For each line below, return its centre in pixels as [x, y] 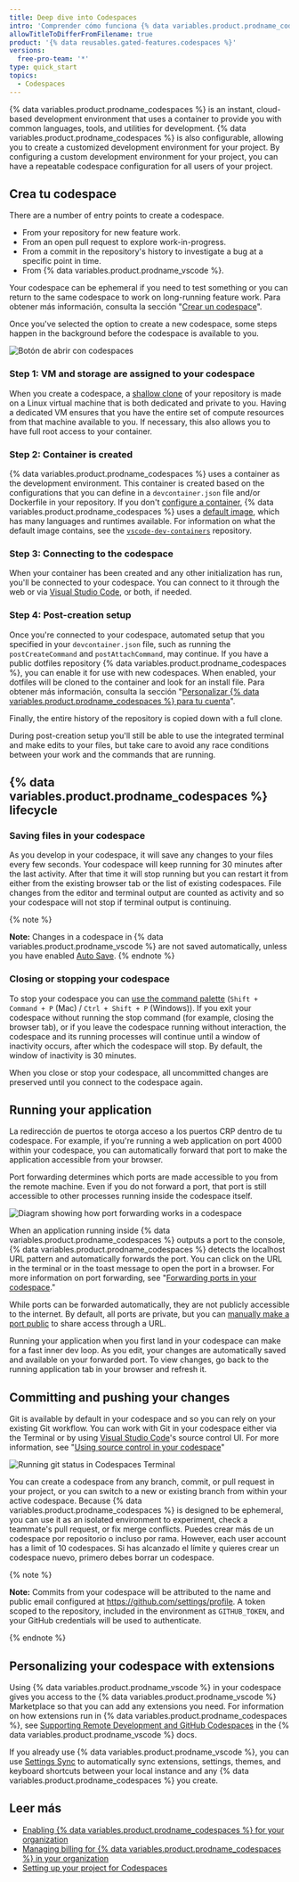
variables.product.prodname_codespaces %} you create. [114, 1780]
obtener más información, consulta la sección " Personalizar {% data [134, 691]
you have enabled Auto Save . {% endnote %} [92, 956]
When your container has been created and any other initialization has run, [146, 573]
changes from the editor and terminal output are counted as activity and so [147, 893]
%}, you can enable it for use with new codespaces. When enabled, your [143, 672]
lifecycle [33, 811]
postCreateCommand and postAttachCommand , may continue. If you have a [139, 653]
